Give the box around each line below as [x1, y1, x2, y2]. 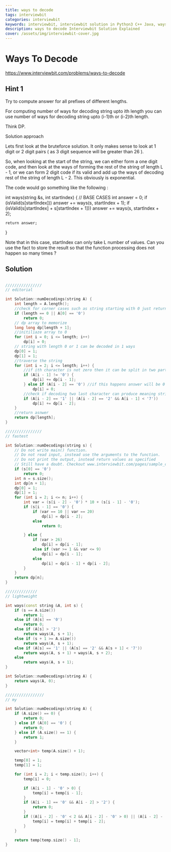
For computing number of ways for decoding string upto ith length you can [5, 108, 162, 114]
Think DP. [5, 123, 26, 129]
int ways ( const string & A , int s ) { [5, 603, 83, 608]
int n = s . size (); [14, 476, 53, 481]
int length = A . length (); [14, 301, 70, 307]
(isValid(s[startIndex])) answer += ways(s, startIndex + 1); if [5, 200, 130, 206]
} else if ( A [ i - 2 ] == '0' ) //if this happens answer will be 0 [23, 382, 165, 387]
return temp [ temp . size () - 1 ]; [14, 837, 81, 843]
